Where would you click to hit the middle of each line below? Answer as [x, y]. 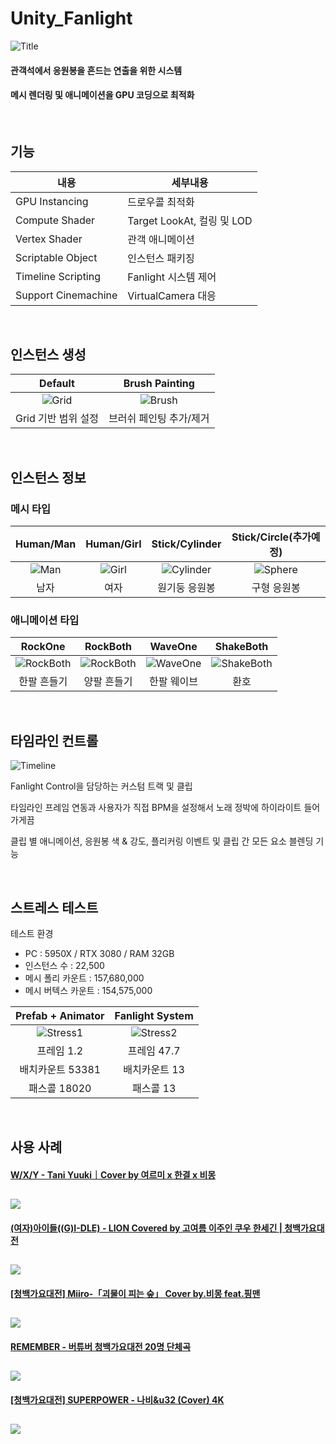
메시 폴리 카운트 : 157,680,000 [84, 978]
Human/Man [46, 544]
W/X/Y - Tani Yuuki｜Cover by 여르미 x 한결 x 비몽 [113, 1174]
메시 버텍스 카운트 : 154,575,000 [88, 990]
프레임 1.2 [60, 1050]
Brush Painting [159, 384]
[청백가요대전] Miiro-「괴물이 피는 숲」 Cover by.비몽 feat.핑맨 [135, 1293]
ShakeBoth [241, 647]
